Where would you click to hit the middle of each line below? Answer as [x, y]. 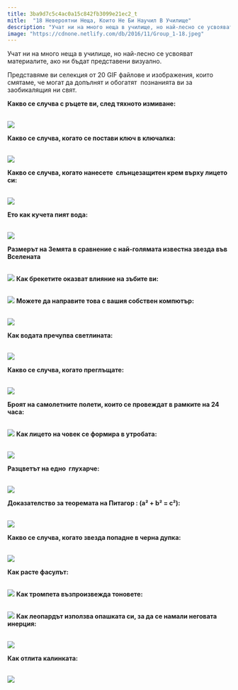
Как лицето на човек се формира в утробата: [86, 434]
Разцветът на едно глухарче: [53, 468]
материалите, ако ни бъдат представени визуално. [85, 62]
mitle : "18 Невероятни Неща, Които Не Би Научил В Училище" [100, 21]
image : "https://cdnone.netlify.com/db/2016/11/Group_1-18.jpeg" [106, 34]
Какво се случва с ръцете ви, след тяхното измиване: [91, 104]
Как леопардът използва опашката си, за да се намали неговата [117, 616]
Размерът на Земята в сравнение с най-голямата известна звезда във [118, 249]
